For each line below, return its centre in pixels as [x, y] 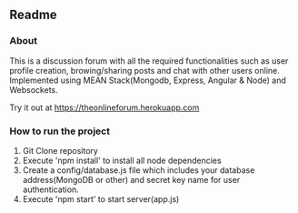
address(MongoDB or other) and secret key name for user [131, 179]
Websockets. [34, 89]
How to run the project [60, 131]
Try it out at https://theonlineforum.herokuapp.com [104, 107]
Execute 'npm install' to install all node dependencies [122, 160]
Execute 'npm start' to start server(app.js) [101, 198]
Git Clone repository [60, 150]
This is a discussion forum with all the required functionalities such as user [149, 61]
